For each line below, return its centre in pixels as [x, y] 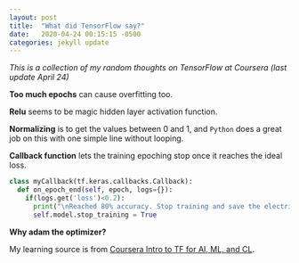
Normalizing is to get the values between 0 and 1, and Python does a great [145, 129]
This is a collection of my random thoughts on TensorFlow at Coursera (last [148, 68]
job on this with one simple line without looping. [97, 138]
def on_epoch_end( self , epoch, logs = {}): [95, 190]
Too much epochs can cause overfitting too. [91, 95]
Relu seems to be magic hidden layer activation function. [113, 111]
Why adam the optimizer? [58, 232]
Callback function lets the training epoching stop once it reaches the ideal [146, 156]
